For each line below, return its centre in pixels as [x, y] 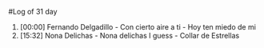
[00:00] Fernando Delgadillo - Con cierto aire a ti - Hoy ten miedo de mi [138, 27]
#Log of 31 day [33, 12]
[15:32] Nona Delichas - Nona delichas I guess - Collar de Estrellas [130, 36]
